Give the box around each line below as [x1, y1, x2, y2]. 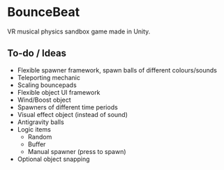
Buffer [27, 140, 46, 148]
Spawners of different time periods [17, 102, 119, 111]
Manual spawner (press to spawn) [27, 147, 127, 155]
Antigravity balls [17, 118, 64, 126]
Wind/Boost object [17, 95, 71, 104]
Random [27, 132, 52, 141]
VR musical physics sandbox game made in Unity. [7, 27, 151, 36]
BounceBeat [7, 4, 80, 20]
